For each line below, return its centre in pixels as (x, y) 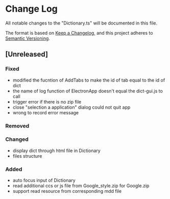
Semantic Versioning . (28, 38)
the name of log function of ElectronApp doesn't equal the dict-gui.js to (88, 91)
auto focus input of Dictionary (44, 180)
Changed (17, 139)
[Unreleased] (27, 54)
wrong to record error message (46, 112)
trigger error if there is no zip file (47, 102)
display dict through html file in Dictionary (56, 151)
